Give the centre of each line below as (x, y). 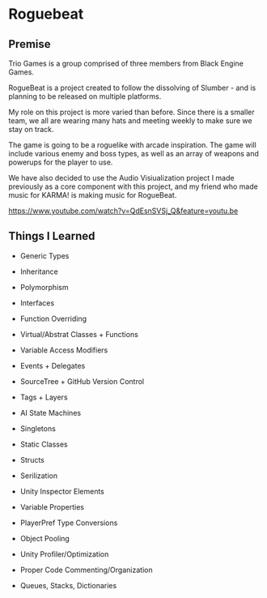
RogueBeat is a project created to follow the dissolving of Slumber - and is (132, 88)
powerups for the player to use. (61, 162)
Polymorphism (44, 287)
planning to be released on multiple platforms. (85, 96)
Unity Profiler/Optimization (64, 554)
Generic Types (44, 255)
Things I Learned (52, 236)
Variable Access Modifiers (64, 350)
